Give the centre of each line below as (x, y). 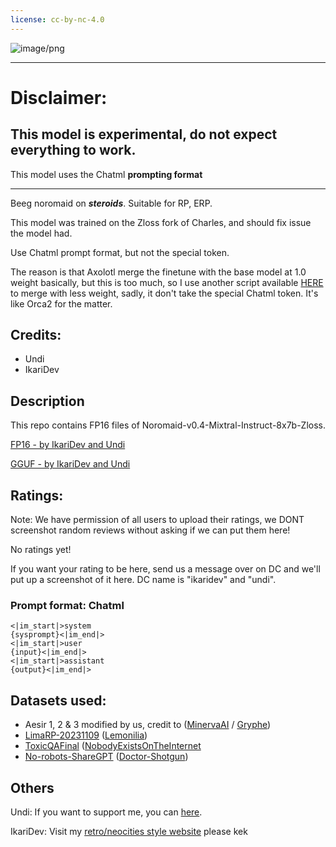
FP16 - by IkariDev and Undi (68, 445)
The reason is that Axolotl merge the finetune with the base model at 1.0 (158, 272)
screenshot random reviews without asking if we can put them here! (150, 530)
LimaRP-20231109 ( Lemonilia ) (86, 735)
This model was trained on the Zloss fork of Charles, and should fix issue (161, 222)
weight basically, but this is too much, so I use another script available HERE (167, 282)
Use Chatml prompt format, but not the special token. (120, 252)
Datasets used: (58, 700)
